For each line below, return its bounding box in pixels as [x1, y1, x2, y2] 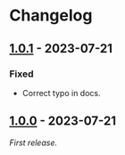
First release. [9, 137, 58, 148]
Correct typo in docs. [21, 87, 101, 98]
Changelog [9, 5, 93, 26]
